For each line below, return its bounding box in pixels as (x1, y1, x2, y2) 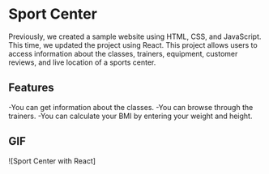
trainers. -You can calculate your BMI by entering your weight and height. (8, 111, 253, 121)
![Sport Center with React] (8, 155, 96, 166)
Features (8, 81, 54, 95)
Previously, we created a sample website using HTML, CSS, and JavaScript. (8, 32, 262, 41)
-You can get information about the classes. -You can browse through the (8, 102, 254, 112)
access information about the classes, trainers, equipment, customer (8, 49, 238, 58)
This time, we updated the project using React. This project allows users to (8, 40, 258, 49)
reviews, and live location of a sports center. (8, 57, 156, 67)
